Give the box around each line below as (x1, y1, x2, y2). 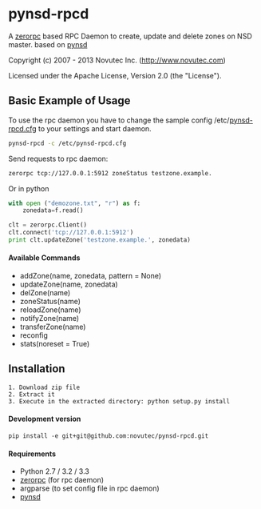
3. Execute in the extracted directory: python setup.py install (8, 397, 230, 405)
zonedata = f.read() (22, 206, 84, 214)
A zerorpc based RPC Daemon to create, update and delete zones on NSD (8, 31, 253, 41)
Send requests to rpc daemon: (8, 154, 109, 163)
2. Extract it (8, 390, 56, 399)
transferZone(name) (19, 322, 86, 332)
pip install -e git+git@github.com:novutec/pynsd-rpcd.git (8, 432, 209, 440)
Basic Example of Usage (8, 94, 131, 108)
